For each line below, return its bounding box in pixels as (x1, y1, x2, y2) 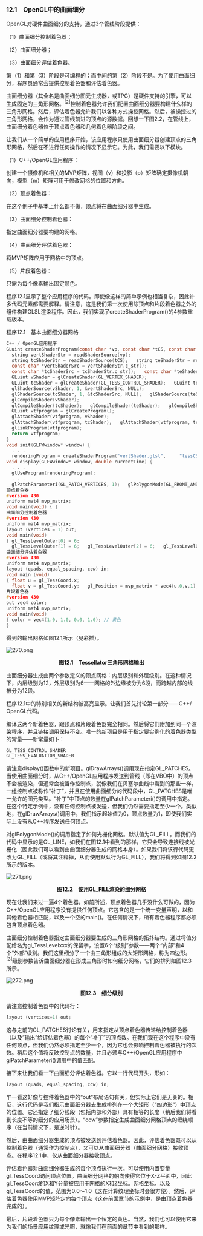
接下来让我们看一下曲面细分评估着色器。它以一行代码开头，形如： (6, 1069, 170, 1076)
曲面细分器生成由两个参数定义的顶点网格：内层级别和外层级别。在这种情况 (6, 671, 192, 679)
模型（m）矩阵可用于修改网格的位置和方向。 (16, 176, 128, 184)
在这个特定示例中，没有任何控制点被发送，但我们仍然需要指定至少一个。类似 (6, 802, 197, 810)
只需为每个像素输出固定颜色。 (6, 280, 80, 287)
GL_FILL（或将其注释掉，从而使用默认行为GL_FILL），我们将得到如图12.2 (16, 853, 197, 861)
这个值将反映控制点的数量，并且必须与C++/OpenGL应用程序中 (27, 1049, 182, 1056)
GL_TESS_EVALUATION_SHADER (6, 753, 74, 759)
